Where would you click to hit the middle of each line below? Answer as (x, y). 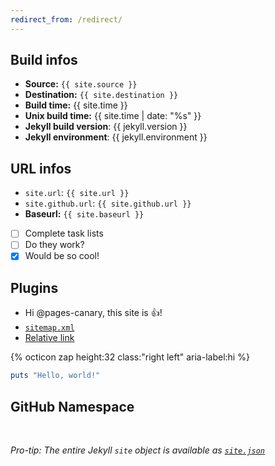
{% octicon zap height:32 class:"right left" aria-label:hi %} (130, 357)
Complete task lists (64, 233)
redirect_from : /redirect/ (66, 19)
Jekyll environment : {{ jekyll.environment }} (116, 137)
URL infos (41, 168)
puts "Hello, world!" (55, 376)
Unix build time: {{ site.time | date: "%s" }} (113, 116)
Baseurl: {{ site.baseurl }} (84, 214)
